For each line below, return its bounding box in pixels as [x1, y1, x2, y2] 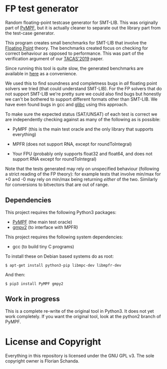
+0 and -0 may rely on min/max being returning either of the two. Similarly [5, 176, 158, 182]
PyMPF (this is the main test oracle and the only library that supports [12, 126, 154, 132]
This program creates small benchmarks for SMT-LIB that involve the [5, 39, 147, 45]
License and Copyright [5, 336, 101, 347]
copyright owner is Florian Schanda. [5, 358, 80, 364]
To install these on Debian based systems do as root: [5, 253, 114, 259]
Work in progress [5, 295, 60, 303]
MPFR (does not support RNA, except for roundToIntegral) [12, 141, 132, 147]
